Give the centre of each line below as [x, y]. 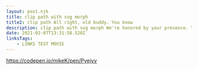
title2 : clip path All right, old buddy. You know [70, 22]
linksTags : [19, 38]
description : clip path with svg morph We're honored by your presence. [97, 28]
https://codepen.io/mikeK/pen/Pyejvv [52, 60]
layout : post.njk [27, 11]
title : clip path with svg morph [47, 17]
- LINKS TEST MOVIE [41, 44]
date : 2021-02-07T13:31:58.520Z [46, 33]
